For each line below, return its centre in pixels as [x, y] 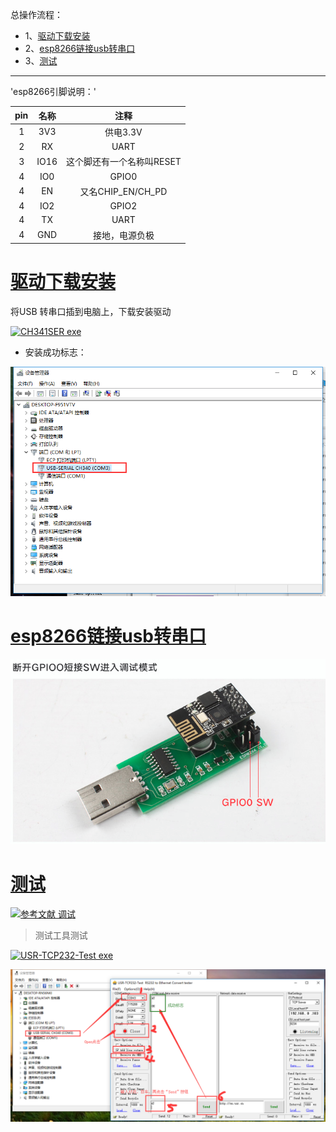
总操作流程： [36, 14]
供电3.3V [123, 132]
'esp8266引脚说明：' [53, 91]
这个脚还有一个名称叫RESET [123, 162]
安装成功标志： [55, 352]
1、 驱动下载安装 [57, 36]
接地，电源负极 [123, 235]
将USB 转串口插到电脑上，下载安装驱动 [91, 311]
